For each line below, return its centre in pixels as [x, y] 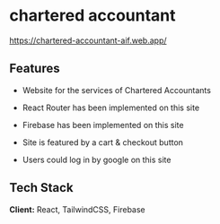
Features [35, 69]
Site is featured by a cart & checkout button [103, 142]
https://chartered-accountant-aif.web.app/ [88, 40]
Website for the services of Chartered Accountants [116, 90]
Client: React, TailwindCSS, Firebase [77, 209]
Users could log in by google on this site [97, 159]
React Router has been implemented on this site [111, 108]
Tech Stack [41, 188]
